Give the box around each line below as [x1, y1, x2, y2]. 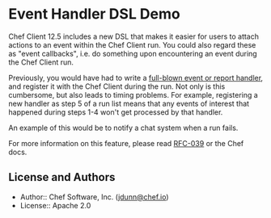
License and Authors [8, 170, 116, 184]
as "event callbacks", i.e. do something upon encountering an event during [8, 48, 257, 58]
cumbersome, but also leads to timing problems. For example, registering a [8, 90, 259, 99]
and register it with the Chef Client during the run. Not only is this [8, 82, 226, 91]
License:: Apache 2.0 [19, 200, 91, 210]
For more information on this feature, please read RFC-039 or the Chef [8, 138, 244, 148]
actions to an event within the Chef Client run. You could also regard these [8, 40, 256, 49]
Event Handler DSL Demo [8, 5, 180, 23]
